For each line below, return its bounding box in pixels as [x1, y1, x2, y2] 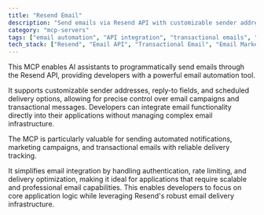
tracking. [8, 151, 37, 161]
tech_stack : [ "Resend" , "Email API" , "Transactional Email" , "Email [8, 41, 237, 49]
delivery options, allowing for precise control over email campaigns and [8, 94, 240, 104]
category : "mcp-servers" [8, 26, 90, 34]
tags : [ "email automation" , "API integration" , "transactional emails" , [8, 33, 251, 42]
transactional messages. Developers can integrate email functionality [8, 103, 232, 112]
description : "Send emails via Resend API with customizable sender [8, 19, 237, 27]
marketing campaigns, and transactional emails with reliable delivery [8, 143, 230, 152]
